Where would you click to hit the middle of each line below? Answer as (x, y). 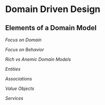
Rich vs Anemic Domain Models (38, 59)
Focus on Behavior (25, 49)
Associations (19, 79)
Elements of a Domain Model (51, 28)
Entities (13, 69)
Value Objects (20, 88)
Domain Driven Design (53, 9)
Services (14, 98)
